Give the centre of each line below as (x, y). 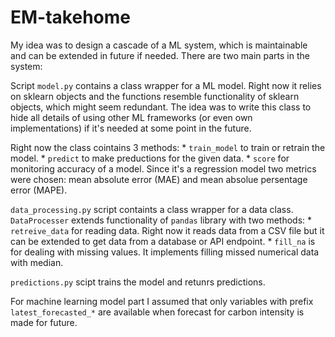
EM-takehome (70, 17)
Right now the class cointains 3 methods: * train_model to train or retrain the (168, 147)
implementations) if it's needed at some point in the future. (131, 128)
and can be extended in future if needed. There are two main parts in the (160, 55)
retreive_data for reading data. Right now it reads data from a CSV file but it (167, 230)
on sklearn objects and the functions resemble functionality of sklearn (155, 96)
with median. (37, 262)
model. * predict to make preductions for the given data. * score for (150, 158)
